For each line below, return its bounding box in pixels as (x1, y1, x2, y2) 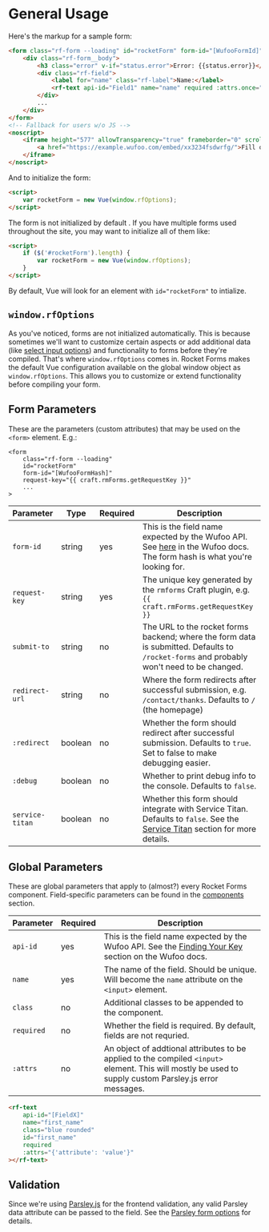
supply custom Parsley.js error (103, 1073, 219, 1085)
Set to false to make (142, 747, 218, 758)
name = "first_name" (22, 1118, 84, 1127)
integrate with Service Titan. (142, 803, 248, 814)
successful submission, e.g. (142, 684, 247, 695)
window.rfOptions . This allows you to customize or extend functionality (8, 371, 242, 380)
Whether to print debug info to (142, 770, 256, 781)
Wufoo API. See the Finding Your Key (103, 941, 243, 953)
